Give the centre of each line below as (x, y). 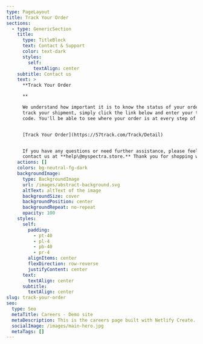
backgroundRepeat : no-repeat (59, 207)
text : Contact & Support (53, 46)
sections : (19, 23)
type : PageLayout (28, 12)
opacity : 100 (39, 213)
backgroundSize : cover (51, 196)
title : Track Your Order (37, 18)
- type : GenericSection (41, 29)
